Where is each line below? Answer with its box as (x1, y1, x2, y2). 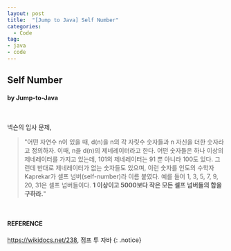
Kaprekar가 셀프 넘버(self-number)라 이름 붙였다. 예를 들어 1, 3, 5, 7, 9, (24, 172, 219, 180)
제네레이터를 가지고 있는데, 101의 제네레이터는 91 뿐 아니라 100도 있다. (24, 155, 214, 163)
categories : (7, 23, 41, 30)
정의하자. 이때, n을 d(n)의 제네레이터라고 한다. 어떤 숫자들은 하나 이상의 (31, 147, 224, 155)
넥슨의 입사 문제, (7, 123, 52, 131)
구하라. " (24, 189, 46, 198)
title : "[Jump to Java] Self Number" (7, 17, 119, 24)
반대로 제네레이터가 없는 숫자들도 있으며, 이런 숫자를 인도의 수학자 (37, 164, 214, 172)
